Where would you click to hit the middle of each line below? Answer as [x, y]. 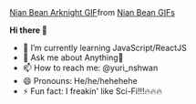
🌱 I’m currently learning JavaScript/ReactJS [104, 48]
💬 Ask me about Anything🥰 [73, 57]
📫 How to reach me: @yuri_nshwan [90, 68]
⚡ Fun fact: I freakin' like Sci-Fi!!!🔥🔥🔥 [92, 91]
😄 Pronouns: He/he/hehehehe [80, 81]
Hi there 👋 [28, 30]
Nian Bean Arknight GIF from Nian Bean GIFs [93, 12]
